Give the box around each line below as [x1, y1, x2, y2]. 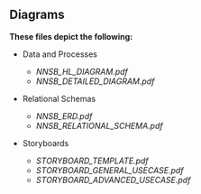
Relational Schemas [22, 93, 96, 104]
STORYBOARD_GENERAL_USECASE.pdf [35, 164, 184, 175]
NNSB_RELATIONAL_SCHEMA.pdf [35, 120, 164, 131]
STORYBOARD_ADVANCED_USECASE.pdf [35, 174, 191, 185]
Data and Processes [22, 49, 97, 60]
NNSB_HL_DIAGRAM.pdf [35, 66, 129, 77]
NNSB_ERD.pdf [35, 110, 93, 121]
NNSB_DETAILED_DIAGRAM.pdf [35, 76, 155, 87]
